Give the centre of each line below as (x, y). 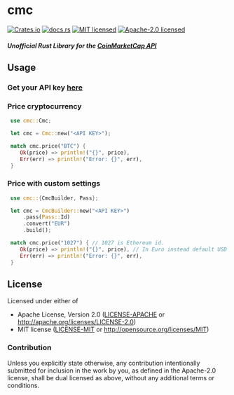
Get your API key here (45, 88)
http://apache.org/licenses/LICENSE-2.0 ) (77, 322)
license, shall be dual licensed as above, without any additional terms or (111, 377)
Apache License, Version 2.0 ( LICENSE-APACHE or (91, 314)
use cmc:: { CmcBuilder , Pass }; (54, 198)
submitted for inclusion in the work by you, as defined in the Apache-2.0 (111, 370)
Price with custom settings (54, 183)
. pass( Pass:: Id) (47, 217)
